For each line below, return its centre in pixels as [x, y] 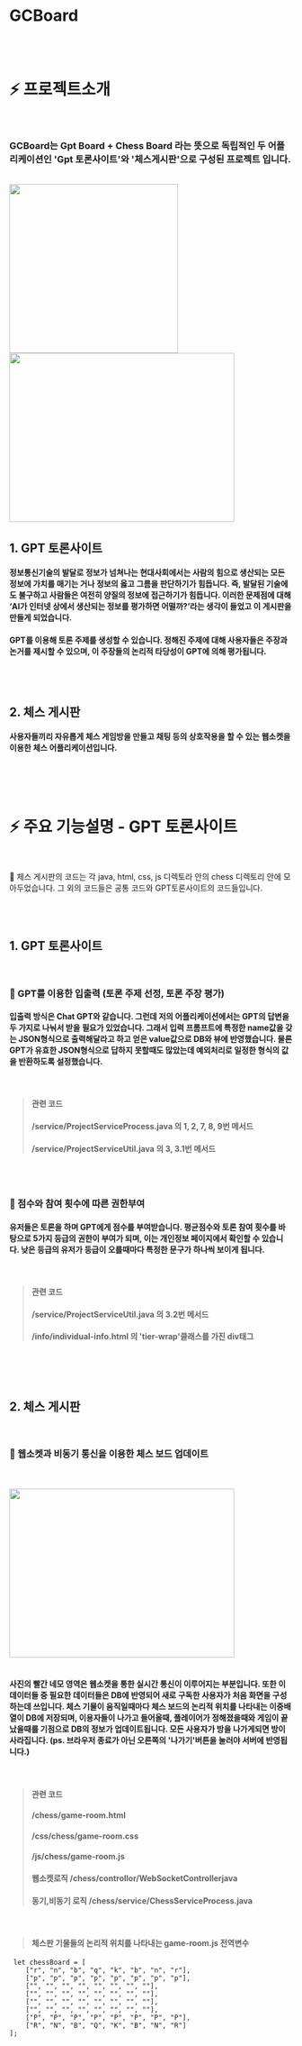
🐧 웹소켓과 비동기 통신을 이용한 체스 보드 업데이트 [109, 1454]
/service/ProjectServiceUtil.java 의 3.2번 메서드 [120, 1314]
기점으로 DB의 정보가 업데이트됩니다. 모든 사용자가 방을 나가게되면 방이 [163, 1729]
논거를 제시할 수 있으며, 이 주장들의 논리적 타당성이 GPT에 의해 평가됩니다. [138, 651]
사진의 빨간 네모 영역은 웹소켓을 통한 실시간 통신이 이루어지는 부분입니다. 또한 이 [147, 1684]
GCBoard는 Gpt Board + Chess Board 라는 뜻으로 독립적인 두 [138, 145]
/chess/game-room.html [78, 1815]
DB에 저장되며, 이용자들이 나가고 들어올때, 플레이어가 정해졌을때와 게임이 [152, 1718]
